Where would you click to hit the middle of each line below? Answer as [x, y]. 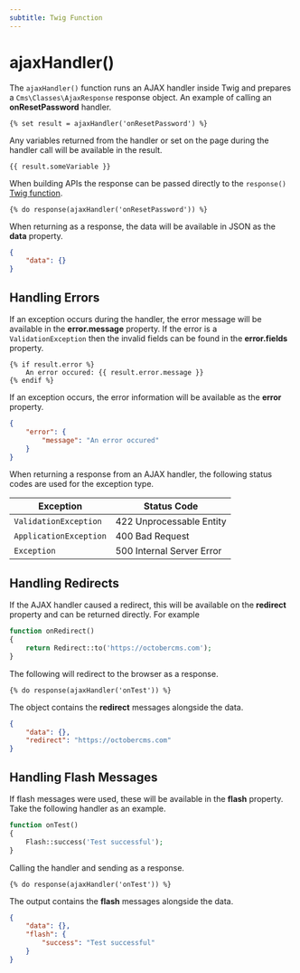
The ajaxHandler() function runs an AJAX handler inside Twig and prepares [150, 88]
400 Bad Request [152, 537]
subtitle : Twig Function [56, 18]
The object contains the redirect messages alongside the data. [127, 707]
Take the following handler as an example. [88, 808]
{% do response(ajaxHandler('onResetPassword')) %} [108, 209]
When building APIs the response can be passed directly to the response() [148, 183]
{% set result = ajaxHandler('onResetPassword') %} [108, 123]
